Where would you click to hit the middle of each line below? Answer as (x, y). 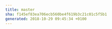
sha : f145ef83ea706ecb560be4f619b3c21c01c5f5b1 (56, 14)
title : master (20, 10)
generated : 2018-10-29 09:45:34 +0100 (46, 19)
